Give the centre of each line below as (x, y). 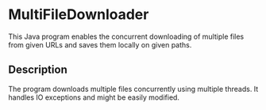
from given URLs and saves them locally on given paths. (100, 44)
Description (38, 70)
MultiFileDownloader (79, 15)
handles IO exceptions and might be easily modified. (94, 97)
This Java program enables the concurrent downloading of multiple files (126, 36)
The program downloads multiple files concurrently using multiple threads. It (133, 89)
